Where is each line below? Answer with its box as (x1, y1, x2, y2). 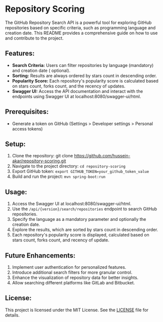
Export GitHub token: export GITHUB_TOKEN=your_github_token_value (12, 169, 149, 174)
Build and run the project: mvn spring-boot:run (12, 173, 106, 179)
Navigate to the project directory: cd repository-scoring (12, 163, 126, 169)
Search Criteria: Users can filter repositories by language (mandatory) (12, 62, 154, 68)
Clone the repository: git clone (12, 153, 73, 159)
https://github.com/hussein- (73, 153, 130, 159)
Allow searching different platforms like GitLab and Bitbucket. (12, 280, 135, 285)
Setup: (5, 140, 26, 148)
